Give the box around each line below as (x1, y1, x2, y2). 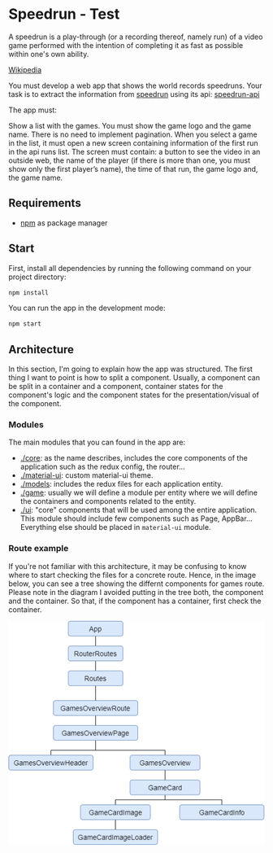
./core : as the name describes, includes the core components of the (19, 453, 248, 463)
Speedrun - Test (8, 5, 120, 24)
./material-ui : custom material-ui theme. (19, 470, 154, 480)
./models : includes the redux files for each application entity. (19, 479, 223, 489)
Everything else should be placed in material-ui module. (19, 523, 211, 532)
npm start (8, 320, 42, 328)
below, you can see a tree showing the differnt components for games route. (8, 579, 265, 588)
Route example (8, 543, 69, 554)
